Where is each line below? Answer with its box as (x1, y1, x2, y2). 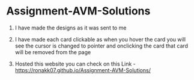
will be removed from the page (14, 48, 91, 55)
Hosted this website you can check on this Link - (14, 60, 136, 67)
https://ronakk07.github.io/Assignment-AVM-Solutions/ (14, 66, 151, 73)
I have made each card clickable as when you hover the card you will (14, 35, 186, 43)
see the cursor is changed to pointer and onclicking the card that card (14, 42, 188, 49)
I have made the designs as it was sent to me (14, 24, 127, 31)
